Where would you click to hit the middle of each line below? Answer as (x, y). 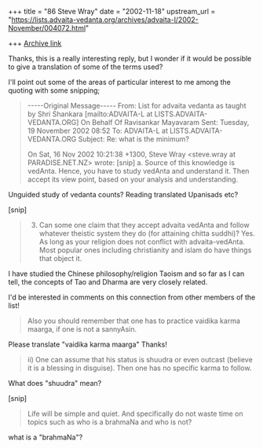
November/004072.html (47, 28)
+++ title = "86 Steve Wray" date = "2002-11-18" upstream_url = (112, 11)
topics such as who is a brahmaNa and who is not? (110, 422)
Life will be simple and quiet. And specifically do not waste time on (135, 413)
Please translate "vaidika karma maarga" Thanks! (88, 344)
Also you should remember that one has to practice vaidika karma (134, 321)
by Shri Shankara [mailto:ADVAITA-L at (90, 114)
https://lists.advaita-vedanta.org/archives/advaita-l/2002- (105, 20)
